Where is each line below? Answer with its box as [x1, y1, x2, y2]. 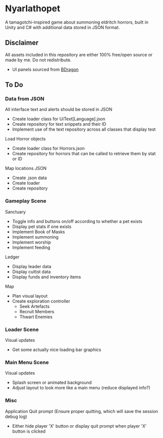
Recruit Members [19, 308, 55, 314]
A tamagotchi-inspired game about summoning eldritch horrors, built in [5, 19, 148, 25]
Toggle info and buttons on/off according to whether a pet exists [12, 218, 143, 224]
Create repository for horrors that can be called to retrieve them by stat [12, 151, 156, 157]
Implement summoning [12, 234, 59, 240]
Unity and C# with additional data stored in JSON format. [5, 24, 120, 30]
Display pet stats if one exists [12, 223, 72, 229]
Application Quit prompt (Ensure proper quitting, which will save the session [5, 408, 158, 414]
